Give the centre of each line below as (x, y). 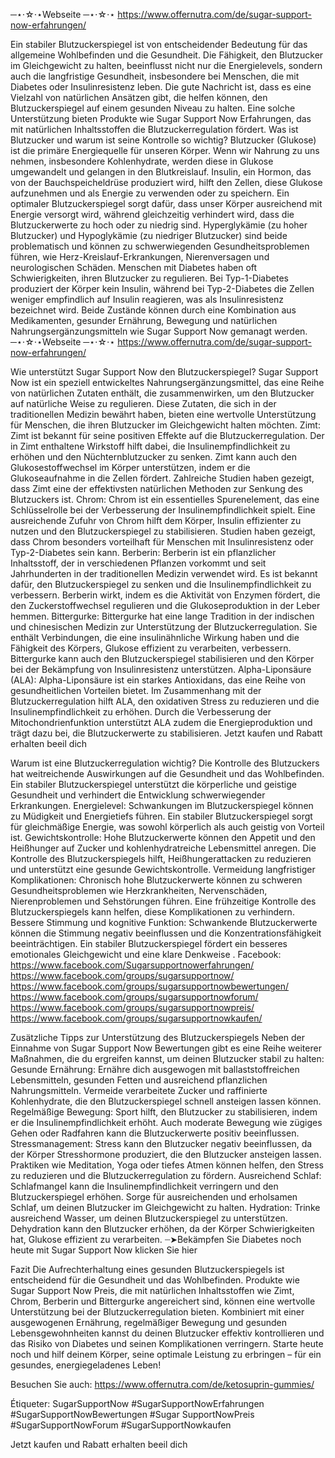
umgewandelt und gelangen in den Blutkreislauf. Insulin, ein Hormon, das (161, 172)
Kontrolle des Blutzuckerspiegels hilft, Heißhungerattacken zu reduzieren (161, 858)
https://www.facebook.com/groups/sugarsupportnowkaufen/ (136, 1018)
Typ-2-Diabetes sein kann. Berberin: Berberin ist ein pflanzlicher (143, 552)
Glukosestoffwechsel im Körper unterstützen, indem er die (130, 467)
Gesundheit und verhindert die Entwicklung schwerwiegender (138, 795)
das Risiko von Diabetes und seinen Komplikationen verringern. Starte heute (167, 1343)
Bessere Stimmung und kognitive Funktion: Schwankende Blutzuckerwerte (164, 922)
